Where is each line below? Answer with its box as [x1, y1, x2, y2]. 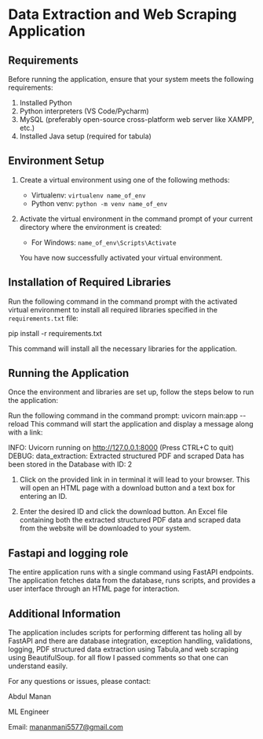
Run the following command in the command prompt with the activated [8, 297, 238, 306]
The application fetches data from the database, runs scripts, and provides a [8, 576, 256, 586]
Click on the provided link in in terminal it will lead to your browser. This [19, 475, 250, 485]
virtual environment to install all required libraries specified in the [8, 305, 218, 314]
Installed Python [19, 98, 72, 107]
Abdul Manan [8, 692, 52, 701]
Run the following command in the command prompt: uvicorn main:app [8, 411, 238, 420]
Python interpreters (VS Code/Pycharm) [19, 106, 149, 116]
